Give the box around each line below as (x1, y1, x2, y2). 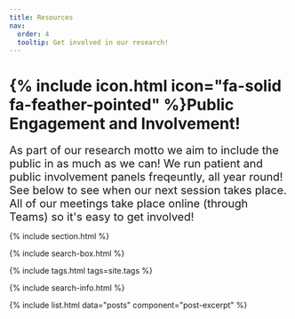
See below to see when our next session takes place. (9, 183, 287, 198)
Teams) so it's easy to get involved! (9, 210, 195, 225)
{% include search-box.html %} (9, 248, 125, 259)
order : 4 (17, 29, 50, 38)
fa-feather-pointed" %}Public (9, 95, 235, 116)
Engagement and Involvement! (9, 114, 241, 134)
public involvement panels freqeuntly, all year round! (9, 170, 283, 185)
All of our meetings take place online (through (9, 196, 249, 211)
